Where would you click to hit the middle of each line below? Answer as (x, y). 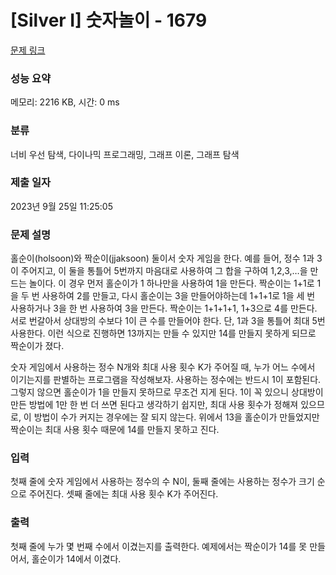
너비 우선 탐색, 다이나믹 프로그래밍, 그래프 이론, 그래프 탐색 (125, 154)
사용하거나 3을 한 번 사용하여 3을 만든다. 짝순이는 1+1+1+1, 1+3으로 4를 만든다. (164, 308)
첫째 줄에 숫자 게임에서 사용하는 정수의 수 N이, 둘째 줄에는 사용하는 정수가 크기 (162, 482)
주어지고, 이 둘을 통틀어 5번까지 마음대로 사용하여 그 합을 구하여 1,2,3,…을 (164, 271)
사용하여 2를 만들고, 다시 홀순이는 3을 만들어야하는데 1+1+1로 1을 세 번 (178, 296)
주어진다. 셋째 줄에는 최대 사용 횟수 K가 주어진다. (123, 494)
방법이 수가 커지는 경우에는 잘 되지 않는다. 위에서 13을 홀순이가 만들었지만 (176, 417)
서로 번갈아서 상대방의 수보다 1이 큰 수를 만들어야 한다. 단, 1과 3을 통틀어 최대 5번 (168, 321)
